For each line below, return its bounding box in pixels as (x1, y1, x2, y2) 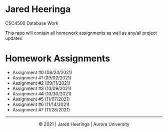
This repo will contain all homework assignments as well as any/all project (5, 30, 157, 36)
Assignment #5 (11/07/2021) (12, 96, 70, 102)
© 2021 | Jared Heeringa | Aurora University (38, 121, 130, 127)
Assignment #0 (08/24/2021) (12, 69, 72, 75)
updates (5, 35, 22, 41)
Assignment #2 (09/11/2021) (12, 80, 70, 86)
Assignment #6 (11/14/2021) (12, 101, 70, 107)
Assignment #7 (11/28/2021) (12, 106, 70, 112)
